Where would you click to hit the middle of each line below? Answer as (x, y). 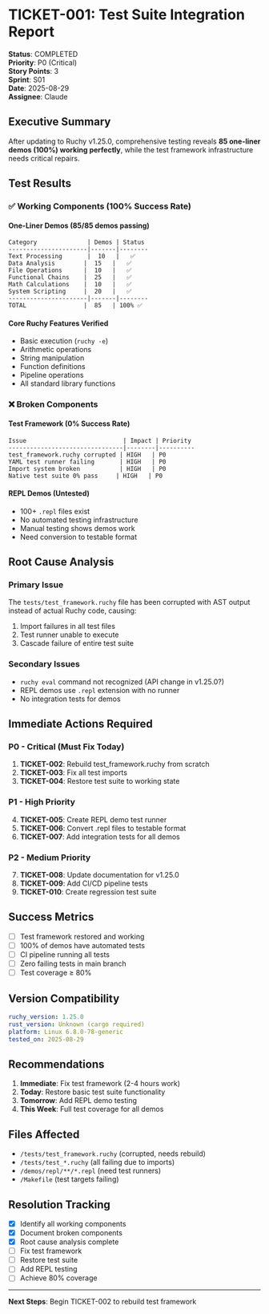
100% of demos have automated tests (82, 945)
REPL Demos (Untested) (49, 493)
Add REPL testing (48, 1269)
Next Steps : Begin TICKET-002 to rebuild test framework (102, 1302)
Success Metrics (51, 917)
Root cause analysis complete (69, 1242)
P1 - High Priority (42, 802)
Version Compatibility (64, 998)
